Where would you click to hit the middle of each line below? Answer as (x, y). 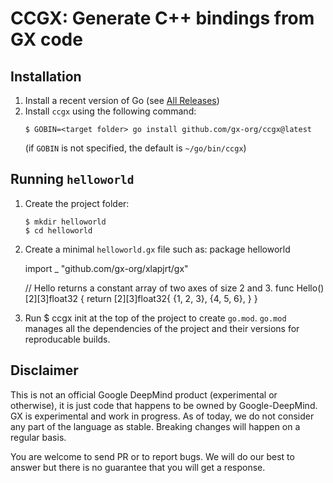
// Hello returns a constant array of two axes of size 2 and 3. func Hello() (174, 288)
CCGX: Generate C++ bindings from (162, 18)
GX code (46, 39)
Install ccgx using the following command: (110, 111)
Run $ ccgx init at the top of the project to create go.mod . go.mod (155, 318)
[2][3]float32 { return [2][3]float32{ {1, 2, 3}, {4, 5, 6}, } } (141, 298)
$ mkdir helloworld (65, 222)
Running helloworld (72, 179)
